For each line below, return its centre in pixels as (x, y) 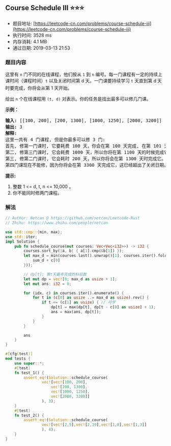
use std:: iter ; (21, 237)
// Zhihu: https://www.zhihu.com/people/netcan (57, 223)
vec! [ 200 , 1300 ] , (69, 387)
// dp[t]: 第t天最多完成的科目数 (55, 274)
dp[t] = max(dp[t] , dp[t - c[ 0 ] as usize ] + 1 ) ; (103, 307)
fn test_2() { (29, 415)
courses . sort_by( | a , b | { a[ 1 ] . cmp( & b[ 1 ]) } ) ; (74, 251)
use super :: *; (29, 363)
